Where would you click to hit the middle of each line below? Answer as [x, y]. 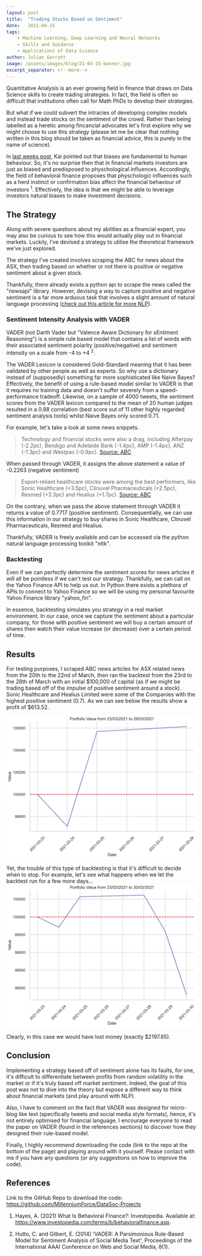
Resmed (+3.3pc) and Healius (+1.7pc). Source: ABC [86, 494]
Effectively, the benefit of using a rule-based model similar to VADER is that [100, 384]
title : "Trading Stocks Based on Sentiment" [64, 19]
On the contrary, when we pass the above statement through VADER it [93, 506]
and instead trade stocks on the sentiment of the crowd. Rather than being [99, 119]
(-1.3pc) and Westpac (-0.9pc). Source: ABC [76, 452]
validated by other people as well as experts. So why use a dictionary [92, 370]
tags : [13, 32]
